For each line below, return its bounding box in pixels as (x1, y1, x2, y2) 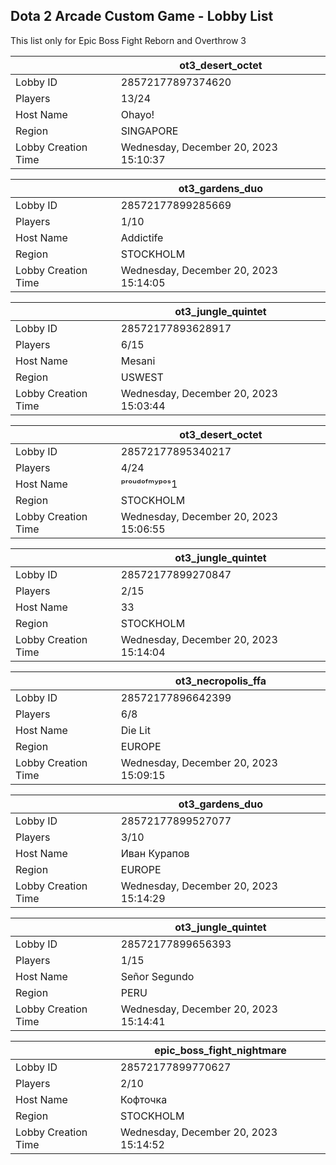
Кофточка (120, 1092, 168, 1106)
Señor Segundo (120, 969, 195, 983)
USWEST (120, 370, 164, 384)
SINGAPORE (120, 124, 179, 138)
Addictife (120, 230, 164, 244)
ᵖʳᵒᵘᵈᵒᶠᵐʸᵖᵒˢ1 (120, 477, 178, 491)
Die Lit (120, 723, 151, 737)
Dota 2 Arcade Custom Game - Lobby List (10, 8, 274, 25)
